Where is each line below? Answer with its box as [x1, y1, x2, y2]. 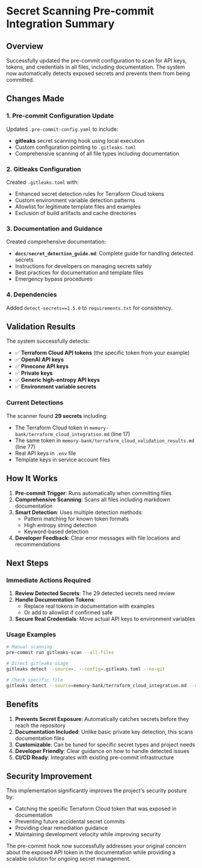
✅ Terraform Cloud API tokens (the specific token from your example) [14, 349, 190, 357]
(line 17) [111, 430, 130, 437]
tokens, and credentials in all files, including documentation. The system [6, 63, 185, 70]
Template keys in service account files [14, 456, 110, 463]
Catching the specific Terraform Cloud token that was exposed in [14, 805, 177, 813]
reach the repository [14, 722, 66, 729]
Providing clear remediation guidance [14, 824, 108, 832]
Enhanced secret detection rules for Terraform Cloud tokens [14, 190, 164, 197]
